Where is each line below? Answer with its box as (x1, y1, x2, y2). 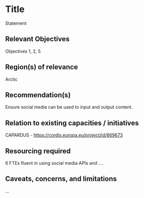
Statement (5, 20, 27, 26)
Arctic (5, 76, 18, 82)
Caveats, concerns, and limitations (5, 175, 117, 183)
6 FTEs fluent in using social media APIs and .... (5, 160, 104, 166)
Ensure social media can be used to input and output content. (5, 104, 133, 110)
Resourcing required (5, 147, 71, 155)
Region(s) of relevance (5, 63, 78, 72)
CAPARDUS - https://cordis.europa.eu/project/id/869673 (5, 132, 123, 138)
